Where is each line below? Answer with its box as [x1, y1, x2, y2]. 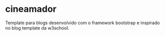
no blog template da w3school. [5, 25, 69, 31]
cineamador [5, 3, 57, 15]
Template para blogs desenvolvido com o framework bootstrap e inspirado [5, 20, 160, 26]
